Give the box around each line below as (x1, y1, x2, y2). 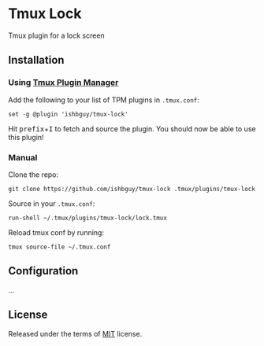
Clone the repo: (8, 170, 59, 179)
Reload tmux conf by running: (8, 227, 105, 237)
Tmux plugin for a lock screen (8, 31, 105, 40)
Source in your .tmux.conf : (8, 198, 95, 208)
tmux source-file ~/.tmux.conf (8, 243, 111, 251)
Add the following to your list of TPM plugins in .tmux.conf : (8, 95, 199, 105)
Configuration (8, 264, 79, 278)
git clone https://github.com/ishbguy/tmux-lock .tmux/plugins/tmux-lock (8, 185, 256, 193)
